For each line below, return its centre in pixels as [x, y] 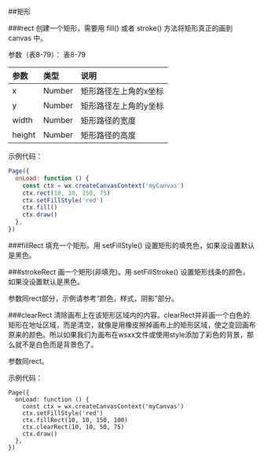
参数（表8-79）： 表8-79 [47, 55]
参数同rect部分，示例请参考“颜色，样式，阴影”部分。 [93, 298]
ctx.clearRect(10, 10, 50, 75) [73, 427]
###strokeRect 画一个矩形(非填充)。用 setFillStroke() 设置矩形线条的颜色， [129, 271]
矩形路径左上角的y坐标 [122, 106]
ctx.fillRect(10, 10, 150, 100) [75, 420]
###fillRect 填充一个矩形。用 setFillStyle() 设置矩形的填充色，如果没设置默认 [132, 245]
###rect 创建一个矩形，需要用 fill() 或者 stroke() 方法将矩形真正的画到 [121, 28]
